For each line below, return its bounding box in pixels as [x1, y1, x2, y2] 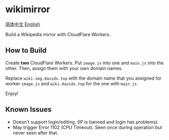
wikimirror [5, 4, 50, 15]
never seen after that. [12, 129, 59, 136]
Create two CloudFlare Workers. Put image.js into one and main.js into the [5, 60, 164, 66]
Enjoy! [5, 90, 19, 97]
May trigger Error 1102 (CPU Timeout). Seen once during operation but [12, 124, 162, 130]
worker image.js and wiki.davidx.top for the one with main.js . [5, 80, 138, 86]
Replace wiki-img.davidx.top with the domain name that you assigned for [5, 75, 162, 81]
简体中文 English [5, 21, 40, 27]
